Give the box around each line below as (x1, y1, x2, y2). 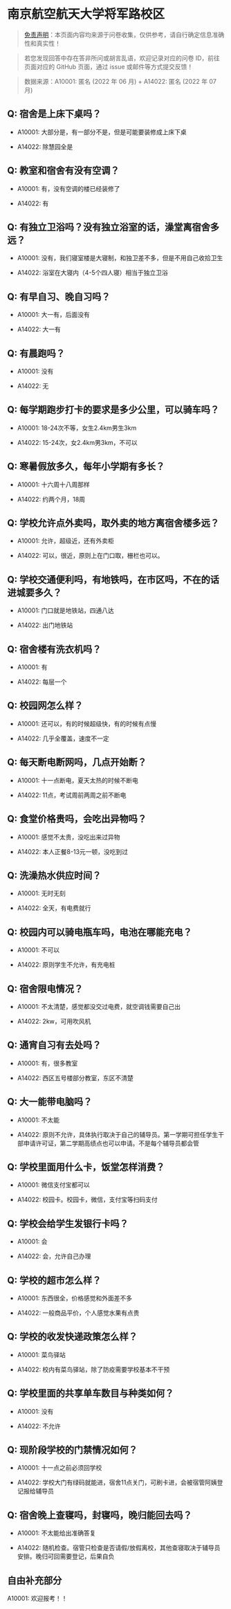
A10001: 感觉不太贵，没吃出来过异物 (17, 833, 120, 841)
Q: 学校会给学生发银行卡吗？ (7, 1217, 129, 1229)
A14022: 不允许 (17, 1421, 61, 1430)
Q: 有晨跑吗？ (7, 347, 66, 359)
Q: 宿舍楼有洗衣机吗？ (7, 643, 102, 655)
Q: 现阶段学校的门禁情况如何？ (7, 1444, 138, 1456)
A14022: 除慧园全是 (17, 143, 73, 151)
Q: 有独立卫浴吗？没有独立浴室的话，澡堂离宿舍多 (7, 221, 220, 233)
